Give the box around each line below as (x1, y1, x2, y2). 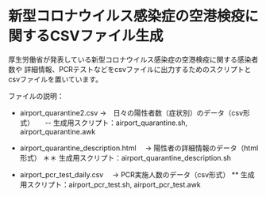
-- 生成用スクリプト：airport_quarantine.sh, (44, 118, 188, 127)
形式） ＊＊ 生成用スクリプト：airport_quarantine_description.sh (19, 153, 232, 162)
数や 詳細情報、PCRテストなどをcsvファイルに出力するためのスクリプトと (8, 64, 252, 74)
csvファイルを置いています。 (8, 74, 103, 84)
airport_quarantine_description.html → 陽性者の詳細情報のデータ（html (19, 143, 259, 153)
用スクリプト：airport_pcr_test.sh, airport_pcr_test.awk (19, 180, 201, 189)
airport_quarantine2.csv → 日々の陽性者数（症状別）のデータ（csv (19, 108, 244, 117)
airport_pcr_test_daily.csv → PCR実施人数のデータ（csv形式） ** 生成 (19, 169, 256, 179)
